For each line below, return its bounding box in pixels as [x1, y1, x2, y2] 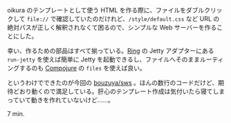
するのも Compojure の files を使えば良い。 [19, 64, 147, 72]
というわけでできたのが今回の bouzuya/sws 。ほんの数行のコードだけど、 [7, 79, 219, 86]
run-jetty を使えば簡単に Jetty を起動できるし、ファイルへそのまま [7, 55, 201, 64]
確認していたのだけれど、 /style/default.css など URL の [56, 15, 220, 23]
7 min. [7, 110, 25, 117]
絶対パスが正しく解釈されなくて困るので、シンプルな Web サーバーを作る [7, 23, 217, 31]
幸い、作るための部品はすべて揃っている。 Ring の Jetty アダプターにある [7, 47, 214, 55]
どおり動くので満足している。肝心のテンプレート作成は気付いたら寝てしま [12, 87, 225, 95]
